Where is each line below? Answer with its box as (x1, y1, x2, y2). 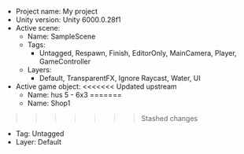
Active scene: (15, 24, 61, 32)
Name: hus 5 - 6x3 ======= (27, 90, 122, 99)
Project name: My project (15, 7, 98, 16)
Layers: (27, 65, 52, 74)
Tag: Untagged (15, 129, 65, 138)
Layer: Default (15, 137, 61, 146)
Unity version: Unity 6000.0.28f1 (15, 15, 121, 24)
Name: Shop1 (27, 98, 71, 108)
